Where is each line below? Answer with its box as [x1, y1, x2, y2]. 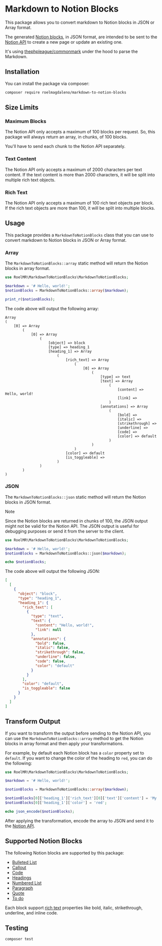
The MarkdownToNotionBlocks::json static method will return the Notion [5, 494, 146, 500]
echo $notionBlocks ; [5, 560, 47, 565]
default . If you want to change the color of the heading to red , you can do [5, 755, 152, 761]
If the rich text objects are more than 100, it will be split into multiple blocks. [5, 205, 156, 211]
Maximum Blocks [5, 118, 47, 125]
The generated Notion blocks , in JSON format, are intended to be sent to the [5, 34, 158, 40]
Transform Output [5, 717, 60, 725]
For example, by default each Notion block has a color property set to [5, 750, 144, 756]
